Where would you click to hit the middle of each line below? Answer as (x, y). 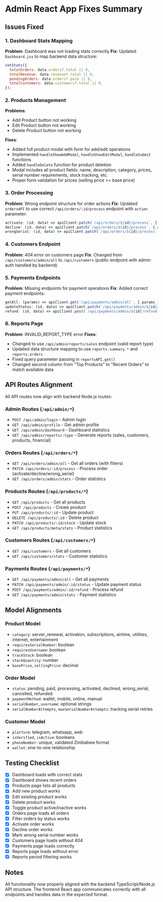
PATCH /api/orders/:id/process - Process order (60, 468)
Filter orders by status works (41, 818)
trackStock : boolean (32, 655)
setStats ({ (16, 65)
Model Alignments (33, 610)
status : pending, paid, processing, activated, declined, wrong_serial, (81, 688)
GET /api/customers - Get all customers (51, 551)
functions (22, 160)
